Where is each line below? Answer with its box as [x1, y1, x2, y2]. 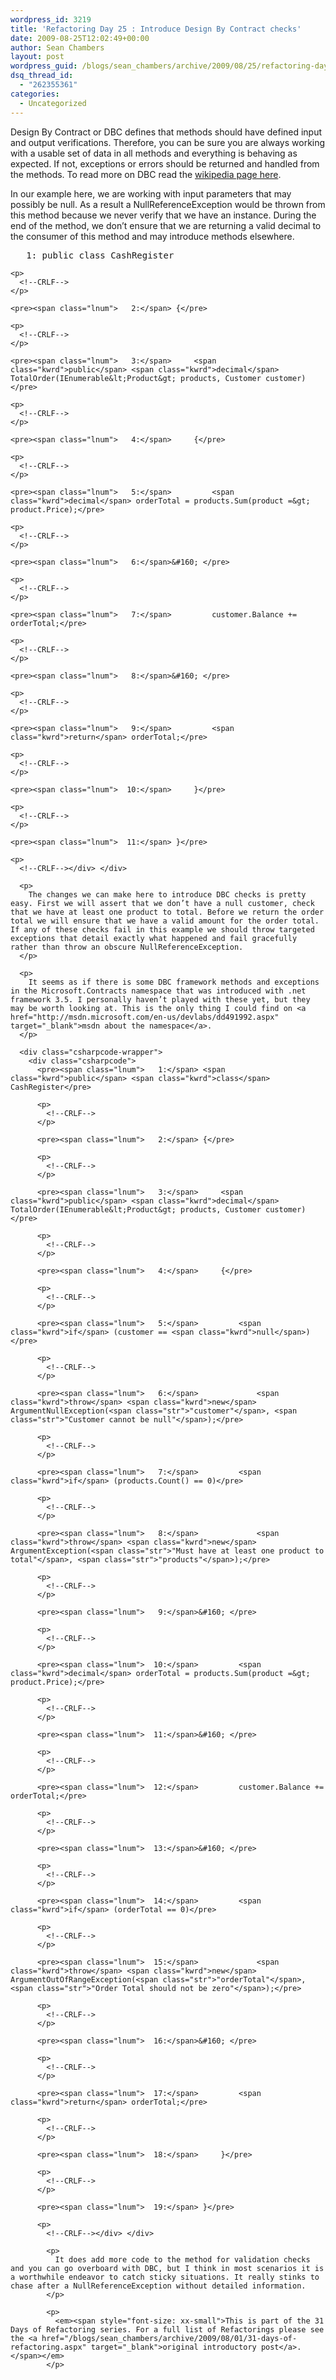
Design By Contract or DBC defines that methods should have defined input [10, 126, 323, 138]
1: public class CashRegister [26, 249, 175, 261]
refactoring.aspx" [10, 2342, 87, 2352]
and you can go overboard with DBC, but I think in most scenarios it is [10, 2263, 325, 2273]
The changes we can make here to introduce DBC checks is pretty [28, 889, 307, 900]
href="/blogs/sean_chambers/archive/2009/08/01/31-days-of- [41, 2333, 298, 2343]
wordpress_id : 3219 [10, 14, 92, 25]
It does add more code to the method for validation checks [54, 2254, 311, 2265]
